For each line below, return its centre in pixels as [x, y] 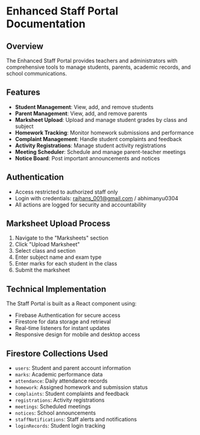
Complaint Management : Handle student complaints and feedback [98, 139]
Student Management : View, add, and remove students [84, 107]
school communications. [37, 73]
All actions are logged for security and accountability [80, 205]
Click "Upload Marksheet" [47, 244]
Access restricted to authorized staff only [67, 192]
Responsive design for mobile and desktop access [77, 335]
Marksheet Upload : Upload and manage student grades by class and [101, 119]
